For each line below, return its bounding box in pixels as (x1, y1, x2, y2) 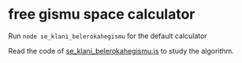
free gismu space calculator (8, 5, 195, 23)
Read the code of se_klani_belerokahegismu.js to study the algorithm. (8, 46, 234, 55)
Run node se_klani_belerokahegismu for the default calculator (8, 31, 207, 40)
